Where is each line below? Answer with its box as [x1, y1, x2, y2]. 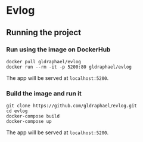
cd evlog [6, 108, 28, 114]
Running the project [6, 27, 82, 38]
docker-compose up [6, 119, 52, 125]
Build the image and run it [6, 89, 82, 97]
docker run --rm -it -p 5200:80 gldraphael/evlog [6, 64, 132, 70]
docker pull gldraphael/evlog [6, 58, 82, 64]
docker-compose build [6, 113, 60, 119]
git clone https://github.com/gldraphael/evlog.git [6, 103, 137, 109]
